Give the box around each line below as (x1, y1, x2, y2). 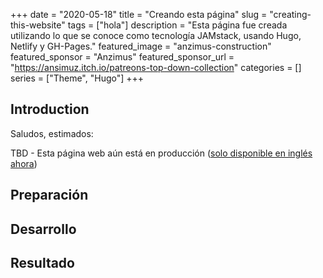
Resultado (10, 254, 75, 271)
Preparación (10, 187, 89, 204)
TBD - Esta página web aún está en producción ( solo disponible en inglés (10, 147, 313, 159)
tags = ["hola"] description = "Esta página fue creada (67, 19, 288, 31)
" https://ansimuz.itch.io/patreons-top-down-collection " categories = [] (10, 62, 302, 73)
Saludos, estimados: (10, 127, 94, 139)
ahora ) (10, 157, 38, 169)
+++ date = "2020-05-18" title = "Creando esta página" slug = (10, 9, 268, 20)
